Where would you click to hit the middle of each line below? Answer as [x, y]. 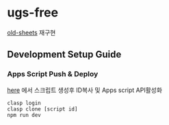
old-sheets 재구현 [31, 32]
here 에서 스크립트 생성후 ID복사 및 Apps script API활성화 [85, 90]
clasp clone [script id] [42, 109]
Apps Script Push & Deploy [53, 74]
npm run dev [24, 115]
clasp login [24, 103]
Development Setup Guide [64, 55]
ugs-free [33, 13]
